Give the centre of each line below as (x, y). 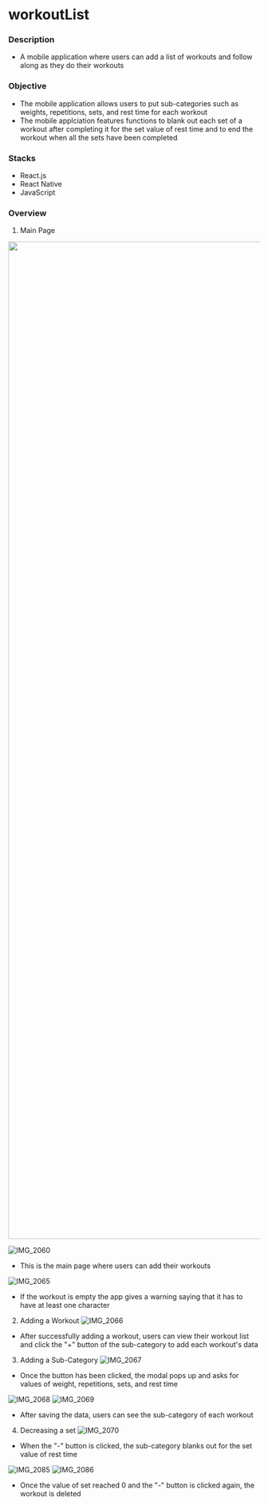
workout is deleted (50, 1494)
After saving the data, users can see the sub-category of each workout (136, 1415)
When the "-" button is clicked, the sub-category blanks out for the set (136, 1446)
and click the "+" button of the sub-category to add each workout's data (139, 1345)
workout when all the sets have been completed (99, 137)
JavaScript (37, 192)
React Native (41, 184)
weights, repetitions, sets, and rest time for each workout (114, 112)
